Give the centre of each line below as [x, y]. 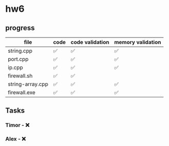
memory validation [138, 42]
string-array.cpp [28, 84]
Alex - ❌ [16, 139]
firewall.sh [20, 76]
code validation [90, 42]
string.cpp [20, 51]
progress [20, 28]
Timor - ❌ [17, 125]
